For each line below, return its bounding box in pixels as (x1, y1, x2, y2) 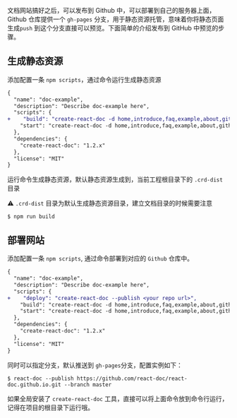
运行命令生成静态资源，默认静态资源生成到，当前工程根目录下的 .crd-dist (7, 175, 224, 184)
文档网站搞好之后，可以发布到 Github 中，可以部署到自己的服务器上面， (7, 6, 216, 14)
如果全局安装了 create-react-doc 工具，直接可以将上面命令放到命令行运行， (7, 394, 229, 402)
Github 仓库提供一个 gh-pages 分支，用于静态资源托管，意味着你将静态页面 (7, 15, 224, 23)
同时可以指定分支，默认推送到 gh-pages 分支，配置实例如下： (7, 361, 183, 369)
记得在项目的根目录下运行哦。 (7, 403, 94, 412)
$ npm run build (7, 213, 55, 220)
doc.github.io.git (7, 381, 61, 388)
